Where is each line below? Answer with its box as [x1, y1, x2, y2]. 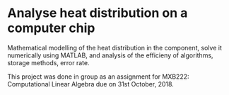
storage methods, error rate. [7, 58, 90, 67]
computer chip [7, 20, 95, 36]
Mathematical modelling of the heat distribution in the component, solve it [7, 43, 223, 52]
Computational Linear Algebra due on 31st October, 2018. [7, 79, 175, 88]
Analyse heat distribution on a [7, 5, 188, 21]
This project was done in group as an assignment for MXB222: [7, 72, 189, 81]
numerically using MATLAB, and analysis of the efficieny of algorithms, [7, 51, 213, 60]
